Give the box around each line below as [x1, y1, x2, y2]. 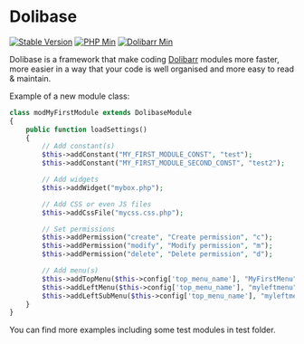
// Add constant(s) [42, 142, 116, 151]
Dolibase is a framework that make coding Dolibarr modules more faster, [9, 53, 280, 64]
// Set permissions [42, 225, 116, 234]
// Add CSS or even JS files [42, 199, 152, 209]
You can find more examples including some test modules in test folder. [9, 324, 276, 336]
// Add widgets [42, 175, 100, 185]
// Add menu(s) [42, 266, 100, 275]
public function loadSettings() [25, 125, 147, 134]
